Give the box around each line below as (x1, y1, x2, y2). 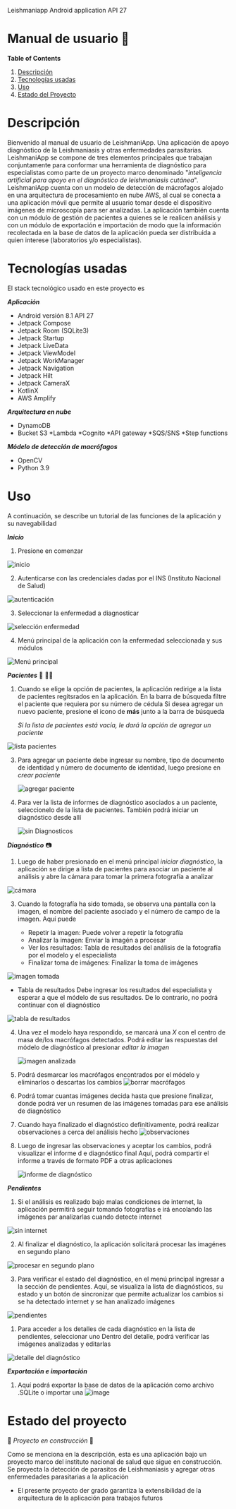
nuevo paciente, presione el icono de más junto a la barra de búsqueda (17, 707, 225, 715)
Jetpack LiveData (17, 341, 69, 350)
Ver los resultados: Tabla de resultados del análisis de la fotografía (27, 943, 221, 952)
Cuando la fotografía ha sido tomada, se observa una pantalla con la (17, 900, 216, 908)
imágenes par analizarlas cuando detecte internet (17, 1212, 162, 1221)
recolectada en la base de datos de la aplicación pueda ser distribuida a (7, 228, 216, 237)
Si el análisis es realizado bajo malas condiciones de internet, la (17, 1197, 203, 1206)
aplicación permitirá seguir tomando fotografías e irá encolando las (17, 1205, 213, 1213)
